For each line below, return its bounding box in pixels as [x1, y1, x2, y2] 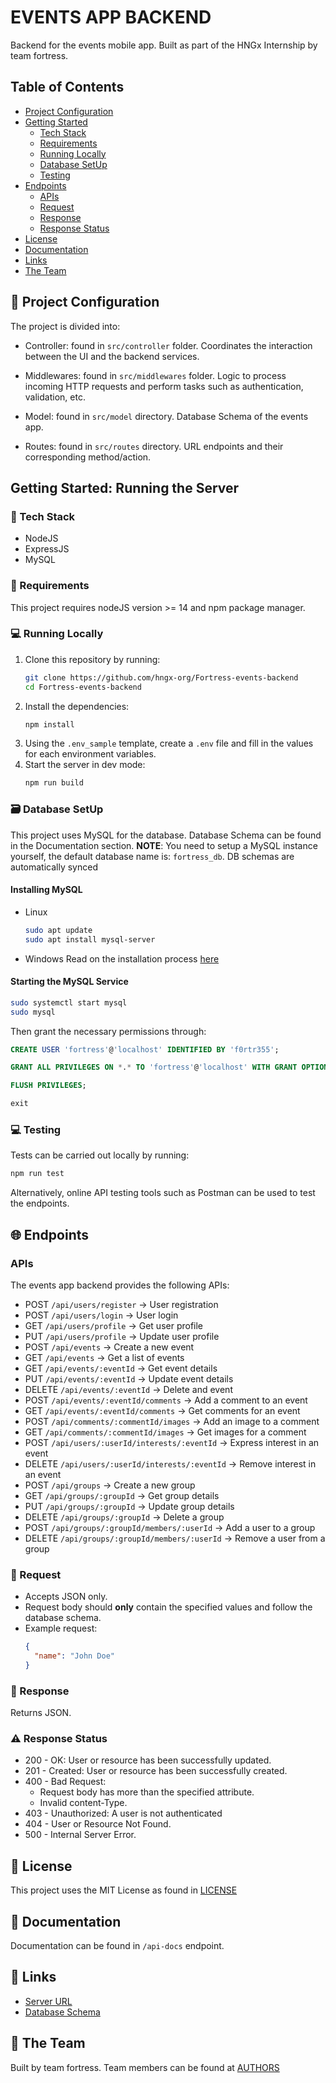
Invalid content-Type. [39, 1797, 128, 1809]
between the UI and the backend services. [24, 350, 200, 362]
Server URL [24, 1995, 73, 2007]
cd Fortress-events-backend [24, 682, 142, 692]
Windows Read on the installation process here [24, 952, 220, 965]
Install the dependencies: [24, 700, 130, 712]
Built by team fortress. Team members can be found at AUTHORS [10, 2061, 280, 2073]
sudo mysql [10, 1007, 56, 1017]
